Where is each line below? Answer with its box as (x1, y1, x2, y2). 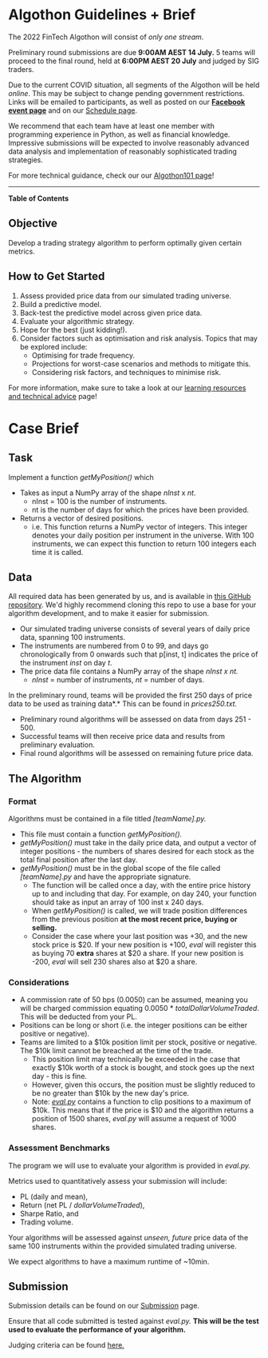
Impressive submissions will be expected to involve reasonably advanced (8, 138, 250, 147)
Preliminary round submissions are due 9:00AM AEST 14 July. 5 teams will (8, 47, 255, 57)
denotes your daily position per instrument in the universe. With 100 (31, 530, 254, 540)
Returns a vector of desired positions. (19, 513, 144, 523)
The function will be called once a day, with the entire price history (31, 881, 251, 890)
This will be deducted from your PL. (19, 1012, 137, 1021)
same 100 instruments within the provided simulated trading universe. (8, 1241, 237, 1251)
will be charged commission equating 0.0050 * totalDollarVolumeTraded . (19, 1004, 259, 1013)
